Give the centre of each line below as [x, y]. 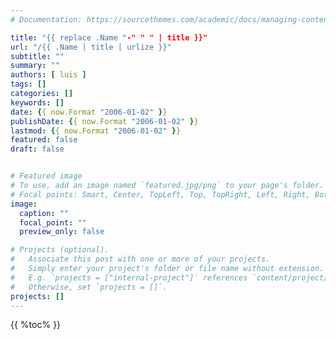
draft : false [37, 149]
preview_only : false [62, 232]
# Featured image [46, 176]
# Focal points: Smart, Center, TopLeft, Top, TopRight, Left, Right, [160, 194]
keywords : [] [37, 102]
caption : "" [44, 213]
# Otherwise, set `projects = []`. [89, 287]
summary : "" [35, 66]
